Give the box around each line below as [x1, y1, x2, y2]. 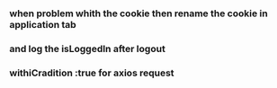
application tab [9, 18, 76, 31]
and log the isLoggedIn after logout [9, 42, 166, 55]
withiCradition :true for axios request [9, 66, 174, 79]
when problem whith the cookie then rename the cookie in [9, 7, 268, 20]
